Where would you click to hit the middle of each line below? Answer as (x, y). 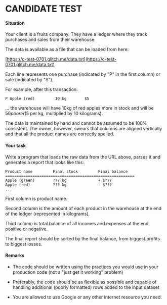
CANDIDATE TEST (44, 9)
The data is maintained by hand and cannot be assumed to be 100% (76, 123)
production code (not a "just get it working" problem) (68, 272)
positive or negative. (27, 229)
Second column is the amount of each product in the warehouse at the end (83, 208)
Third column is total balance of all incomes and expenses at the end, (78, 223)
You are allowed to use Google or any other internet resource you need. (87, 297)
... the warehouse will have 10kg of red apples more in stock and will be (79, 108)
